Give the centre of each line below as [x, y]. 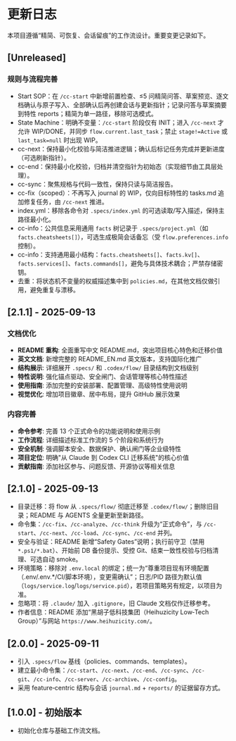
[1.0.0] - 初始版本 [45, 712]
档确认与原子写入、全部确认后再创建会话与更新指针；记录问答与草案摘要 [122, 105]
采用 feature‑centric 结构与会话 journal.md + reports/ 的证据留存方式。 [121, 688]
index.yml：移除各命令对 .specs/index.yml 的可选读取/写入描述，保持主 [121, 210]
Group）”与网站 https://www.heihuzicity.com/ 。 [87, 621]
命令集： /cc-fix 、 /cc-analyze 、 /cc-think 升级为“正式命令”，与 [110, 524]
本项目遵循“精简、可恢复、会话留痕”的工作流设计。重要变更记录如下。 [109, 35]
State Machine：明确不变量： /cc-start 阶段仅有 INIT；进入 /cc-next [117, 122]
